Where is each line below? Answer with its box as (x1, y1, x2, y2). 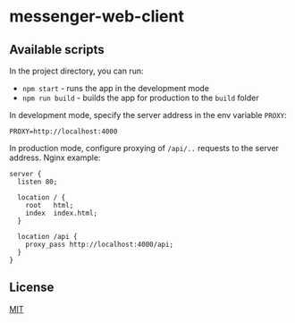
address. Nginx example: (9, 152, 101, 163)
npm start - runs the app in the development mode (21, 83, 210, 93)
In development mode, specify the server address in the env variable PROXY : (9, 110, 288, 120)
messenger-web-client (9, 6, 185, 27)
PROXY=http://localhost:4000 (9, 127, 118, 136)
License (9, 280, 55, 295)
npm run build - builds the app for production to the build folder (21, 92, 259, 103)
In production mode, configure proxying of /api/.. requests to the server (9, 143, 280, 153)
